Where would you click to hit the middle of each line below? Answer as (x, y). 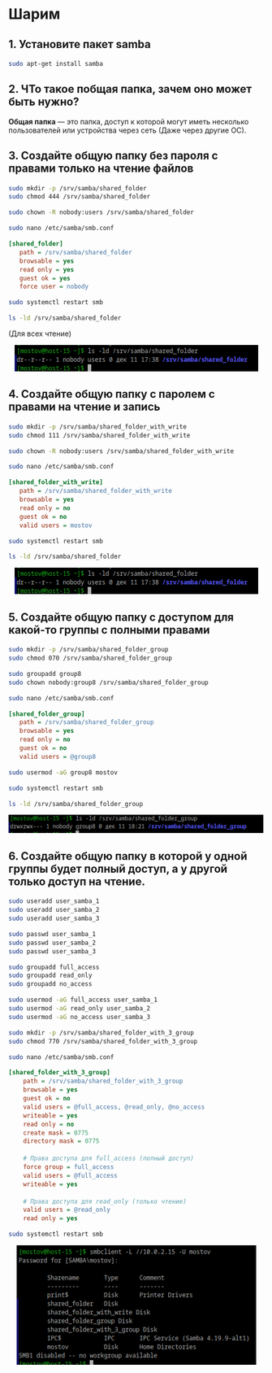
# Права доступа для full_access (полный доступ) (109, 1159)
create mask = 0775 (56, 1133)
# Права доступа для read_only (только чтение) (105, 1201)
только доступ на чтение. (77, 881)
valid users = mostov (56, 525)
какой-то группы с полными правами (109, 630)
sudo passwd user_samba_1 (52, 934)
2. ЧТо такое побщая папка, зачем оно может (130, 89)
